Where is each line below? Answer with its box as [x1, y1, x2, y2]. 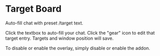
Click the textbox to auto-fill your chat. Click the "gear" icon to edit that [5, 30, 155, 36]
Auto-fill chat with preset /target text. [5, 20, 83, 26]
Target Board [5, 3, 62, 15]
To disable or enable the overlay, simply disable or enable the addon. [5, 45, 150, 51]
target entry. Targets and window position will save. [5, 35, 114, 41]
